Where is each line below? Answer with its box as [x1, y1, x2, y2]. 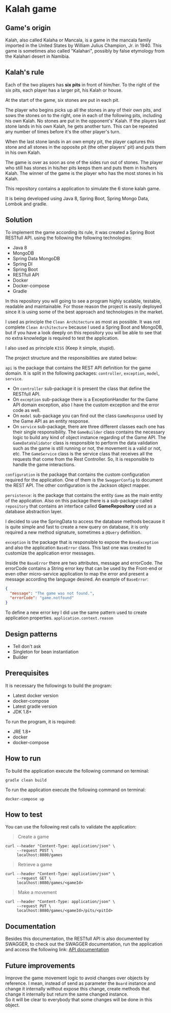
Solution [5, 216, 33, 224]
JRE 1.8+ [12, 728, 32, 734]
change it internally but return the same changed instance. [5, 991, 129, 997]
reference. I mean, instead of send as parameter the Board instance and [5, 980, 156, 986]
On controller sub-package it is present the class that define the [12, 385, 151, 392]
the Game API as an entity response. [12, 418, 90, 424]
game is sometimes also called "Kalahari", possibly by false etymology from [5, 48, 165, 54]
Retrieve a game [17, 862, 53, 868]
